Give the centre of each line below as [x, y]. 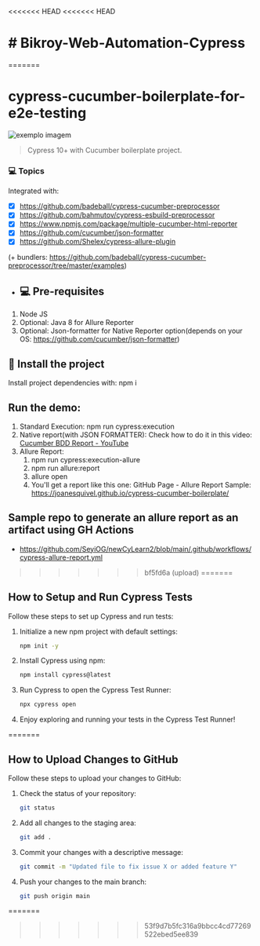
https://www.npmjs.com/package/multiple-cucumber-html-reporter [128, 224]
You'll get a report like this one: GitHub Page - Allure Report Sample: [141, 484]
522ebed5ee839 [172, 934]
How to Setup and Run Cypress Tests [101, 597]
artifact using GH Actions [71, 530]
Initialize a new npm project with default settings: [98, 631]
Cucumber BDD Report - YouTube [74, 443]
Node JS [34, 314]
